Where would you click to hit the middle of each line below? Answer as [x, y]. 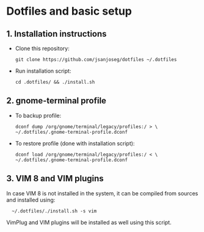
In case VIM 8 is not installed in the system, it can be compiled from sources [102, 193]
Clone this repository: [42, 48]
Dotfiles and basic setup [69, 11]
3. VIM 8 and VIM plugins [55, 179]
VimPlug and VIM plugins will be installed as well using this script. [89, 222]
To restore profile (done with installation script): [75, 143]
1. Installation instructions [56, 34]
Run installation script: [43, 71]
